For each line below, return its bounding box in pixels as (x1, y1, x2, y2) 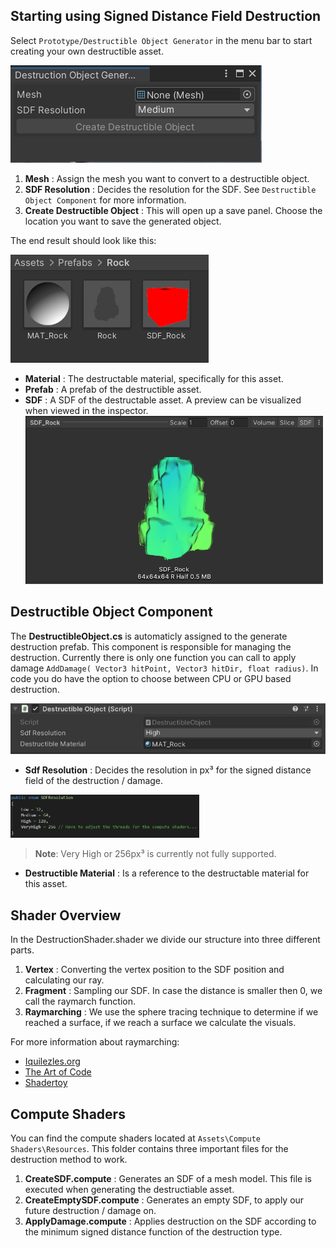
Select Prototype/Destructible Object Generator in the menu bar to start (10, 34, 313, 46)
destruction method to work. (10, 1153, 128, 1165)
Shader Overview (10, 907, 122, 924)
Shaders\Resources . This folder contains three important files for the (10, 1142, 289, 1154)
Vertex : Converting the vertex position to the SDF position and (24, 964, 285, 976)
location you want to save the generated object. (24, 215, 222, 227)
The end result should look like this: (10, 234, 157, 246)
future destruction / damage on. (24, 1204, 157, 1216)
